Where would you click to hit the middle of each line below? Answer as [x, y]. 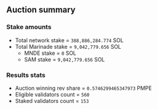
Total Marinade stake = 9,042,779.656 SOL [68, 46]
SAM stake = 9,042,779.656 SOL [64, 59]
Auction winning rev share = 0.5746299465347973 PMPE [84, 88]
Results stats [26, 75]
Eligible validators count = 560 [52, 94]
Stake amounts [29, 27]
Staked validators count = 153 [52, 101]
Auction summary [41, 10]
